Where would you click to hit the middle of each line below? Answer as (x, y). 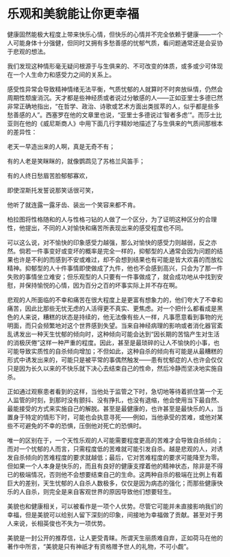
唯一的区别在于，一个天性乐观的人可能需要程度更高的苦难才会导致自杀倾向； (115, 440)
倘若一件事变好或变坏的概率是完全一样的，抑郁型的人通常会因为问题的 (118, 251)
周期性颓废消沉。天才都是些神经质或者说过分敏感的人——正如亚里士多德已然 (115, 97)
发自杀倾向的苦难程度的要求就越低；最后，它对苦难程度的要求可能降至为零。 (115, 457)
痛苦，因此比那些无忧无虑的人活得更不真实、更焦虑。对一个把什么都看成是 (112, 308)
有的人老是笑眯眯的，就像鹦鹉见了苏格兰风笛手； (76, 161)
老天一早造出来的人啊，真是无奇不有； (61, 146)
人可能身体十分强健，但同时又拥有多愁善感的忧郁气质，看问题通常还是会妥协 (115, 42)
